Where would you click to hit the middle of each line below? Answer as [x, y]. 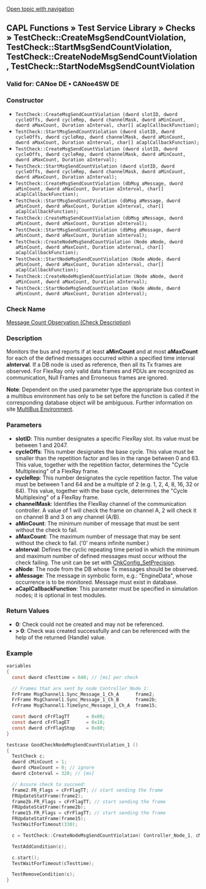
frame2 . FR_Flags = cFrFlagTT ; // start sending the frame [88, 790]
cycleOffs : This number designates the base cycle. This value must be [105, 451]
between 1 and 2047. [41, 445]
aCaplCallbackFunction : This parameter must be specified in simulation [106, 588]
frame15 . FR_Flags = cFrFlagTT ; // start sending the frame [89, 813]
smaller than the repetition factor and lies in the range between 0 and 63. [107, 458]
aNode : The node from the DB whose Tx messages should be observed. [106, 569]
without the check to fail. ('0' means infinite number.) [82, 543]
